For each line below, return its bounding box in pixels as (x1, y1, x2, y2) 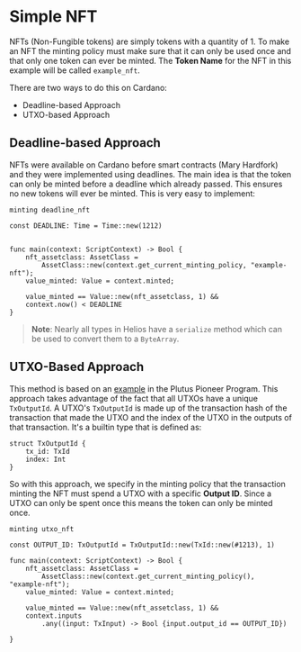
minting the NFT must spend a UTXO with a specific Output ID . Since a (9, 488, 272, 499)
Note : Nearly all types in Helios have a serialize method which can (31, 323, 283, 334)
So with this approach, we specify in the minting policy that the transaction (9, 478, 286, 489)
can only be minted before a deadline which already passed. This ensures (9, 178, 283, 189)
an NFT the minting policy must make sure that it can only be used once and (9, 45, 292, 56)
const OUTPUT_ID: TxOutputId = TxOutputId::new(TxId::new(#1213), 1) (9, 540, 276, 549)
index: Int (25, 455, 66, 464)
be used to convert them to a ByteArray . (31, 333, 180, 344)
